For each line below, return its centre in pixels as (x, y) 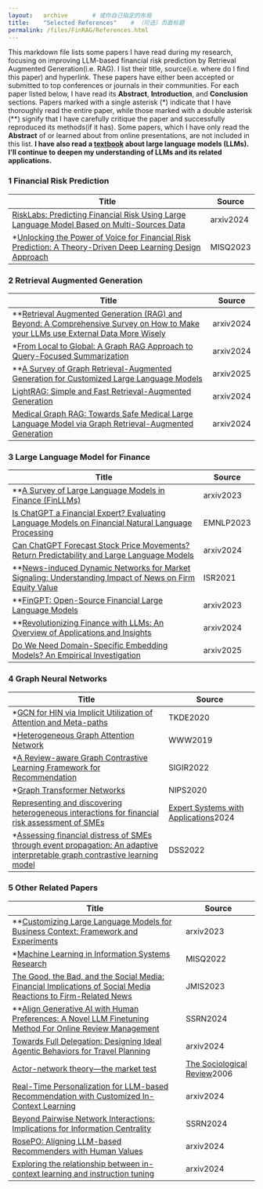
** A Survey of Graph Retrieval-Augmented (92, 368)
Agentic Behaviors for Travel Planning (81, 1051)
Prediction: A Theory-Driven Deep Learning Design (106, 246)
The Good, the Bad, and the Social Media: (88, 976)
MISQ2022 (206, 958)
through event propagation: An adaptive (85, 844)
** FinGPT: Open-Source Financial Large (87, 600)
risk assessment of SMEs (58, 822)
